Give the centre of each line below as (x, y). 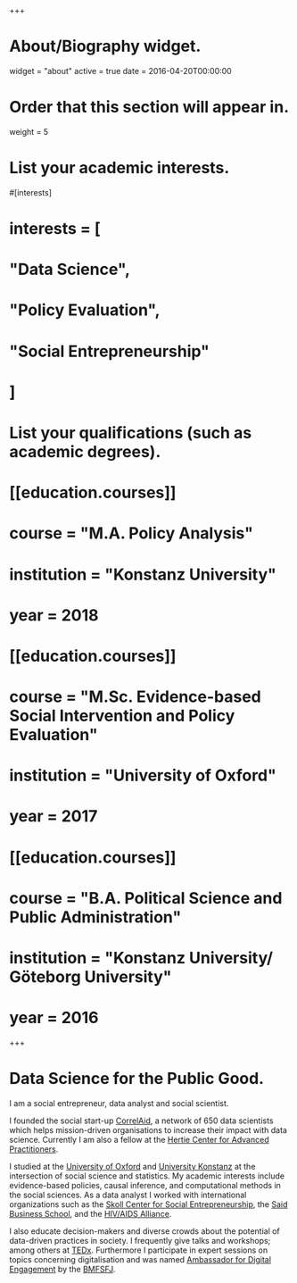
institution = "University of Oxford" (143, 775)
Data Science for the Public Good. (137, 1079)
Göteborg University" (91, 977)
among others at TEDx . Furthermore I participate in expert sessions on (139, 1250)
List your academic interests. (120, 168)
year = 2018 (54, 615)
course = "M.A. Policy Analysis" (132, 533)
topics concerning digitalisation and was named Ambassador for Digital (140, 1259)
